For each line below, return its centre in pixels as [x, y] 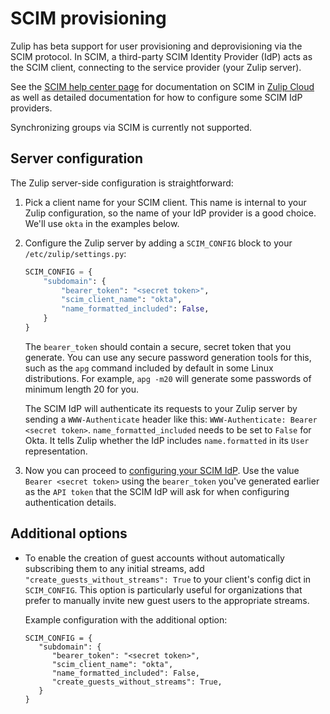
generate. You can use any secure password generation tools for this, [168, 357]
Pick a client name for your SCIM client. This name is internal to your [165, 202]
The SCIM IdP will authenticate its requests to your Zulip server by [161, 408]
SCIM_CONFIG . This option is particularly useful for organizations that [163, 589]
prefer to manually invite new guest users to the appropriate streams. [167, 600]
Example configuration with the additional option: [126, 619]
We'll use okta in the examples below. [102, 223]
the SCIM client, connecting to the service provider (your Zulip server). [156, 67]
